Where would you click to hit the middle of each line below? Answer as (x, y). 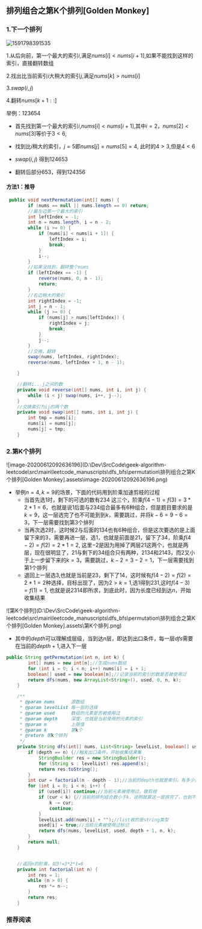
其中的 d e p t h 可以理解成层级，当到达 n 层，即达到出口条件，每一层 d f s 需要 (104, 638)
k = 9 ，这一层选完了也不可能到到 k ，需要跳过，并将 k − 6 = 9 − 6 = (106, 515)
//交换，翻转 (42, 351)
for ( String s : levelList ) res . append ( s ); (93, 764)
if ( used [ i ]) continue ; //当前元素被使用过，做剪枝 (98, 792)
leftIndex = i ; (68, 239)
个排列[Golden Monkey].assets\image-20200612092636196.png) (87, 480)
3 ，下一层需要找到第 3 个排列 (59, 523)
